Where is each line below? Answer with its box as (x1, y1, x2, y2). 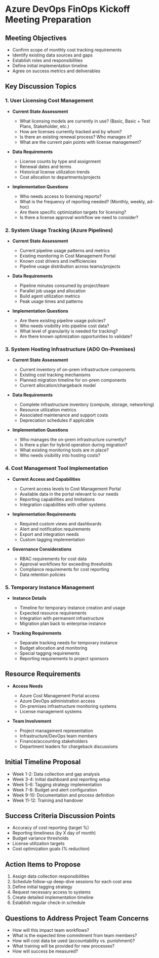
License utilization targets (12, 841, 65, 846)
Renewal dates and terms (19, 164, 72, 169)
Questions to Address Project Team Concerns (5, 914, 149, 922)
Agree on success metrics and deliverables (12, 68, 101, 74)
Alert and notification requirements (19, 526, 91, 532)
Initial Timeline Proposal (5, 758, 81, 766)
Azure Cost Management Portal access (19, 692, 100, 698)
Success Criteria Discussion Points (5, 811, 116, 820)
